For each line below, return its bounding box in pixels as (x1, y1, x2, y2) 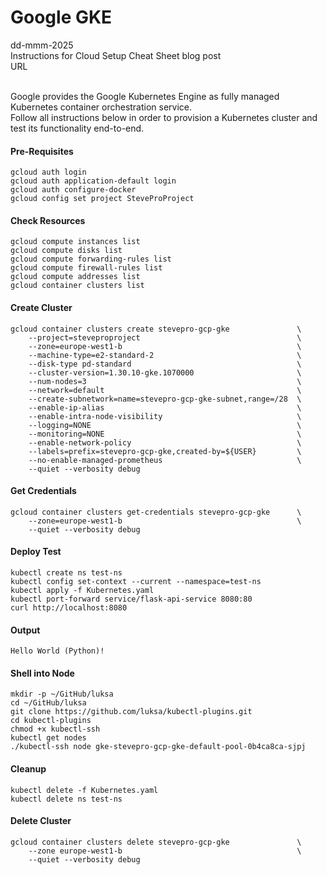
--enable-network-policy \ (28, 437, 302, 448)
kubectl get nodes (10, 733, 87, 743)
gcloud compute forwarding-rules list (10, 254, 172, 265)
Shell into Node (10, 667, 75, 679)
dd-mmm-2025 (10, 39, 74, 51)
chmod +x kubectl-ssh (10, 724, 101, 735)
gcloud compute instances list (10, 237, 141, 247)
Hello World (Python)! (10, 646, 105, 656)
